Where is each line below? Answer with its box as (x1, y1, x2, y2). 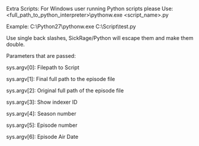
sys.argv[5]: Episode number (6, 122, 78, 129)
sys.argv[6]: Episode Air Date (6, 133, 79, 140)
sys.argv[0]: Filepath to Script (6, 64, 79, 71)
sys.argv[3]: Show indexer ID (6, 98, 78, 105)
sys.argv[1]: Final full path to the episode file (6, 76, 115, 82)
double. (6, 41, 25, 48)
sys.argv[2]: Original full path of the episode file (6, 87, 124, 94)
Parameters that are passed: (6, 52, 76, 59)
